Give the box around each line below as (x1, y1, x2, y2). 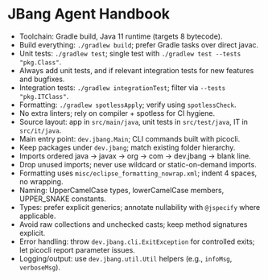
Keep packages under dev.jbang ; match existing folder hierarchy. (19, 142, 236, 152)
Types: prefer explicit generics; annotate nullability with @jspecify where (19, 202, 261, 212)
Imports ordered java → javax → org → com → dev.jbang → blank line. (19, 150, 251, 161)
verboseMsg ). (19, 262, 61, 272)
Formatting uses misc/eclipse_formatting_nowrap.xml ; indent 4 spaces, (19, 168, 258, 178)
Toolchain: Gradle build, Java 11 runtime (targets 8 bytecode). (19, 31, 223, 41)
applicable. (19, 211, 56, 220)
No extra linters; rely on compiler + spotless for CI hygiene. (19, 108, 215, 117)
